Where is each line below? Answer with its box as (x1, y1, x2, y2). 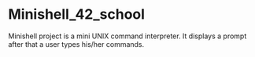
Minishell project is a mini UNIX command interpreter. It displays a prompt (8, 31, 247, 41)
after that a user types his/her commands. (8, 39, 145, 48)
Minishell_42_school (8, 5, 146, 23)
